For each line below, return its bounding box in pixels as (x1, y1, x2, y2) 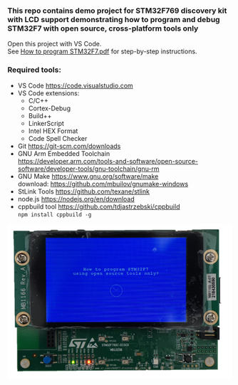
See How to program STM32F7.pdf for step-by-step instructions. (7, 47, 197, 56)
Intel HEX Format (28, 127, 78, 135)
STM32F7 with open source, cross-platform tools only (7, 23, 199, 33)
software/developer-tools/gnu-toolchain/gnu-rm (17, 164, 160, 173)
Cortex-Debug (28, 104, 71, 112)
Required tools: (7, 65, 62, 75)
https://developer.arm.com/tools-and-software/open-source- (17, 157, 198, 165)
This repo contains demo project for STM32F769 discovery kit (7, 6, 227, 16)
